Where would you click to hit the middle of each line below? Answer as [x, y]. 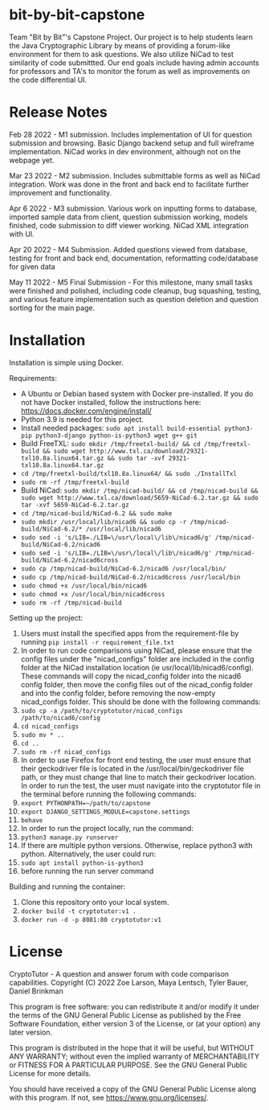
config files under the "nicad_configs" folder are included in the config [137, 659]
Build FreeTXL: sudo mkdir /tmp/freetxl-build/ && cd [110, 443]
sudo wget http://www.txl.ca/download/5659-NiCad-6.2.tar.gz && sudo [140, 498]
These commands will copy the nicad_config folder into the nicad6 [131, 676]
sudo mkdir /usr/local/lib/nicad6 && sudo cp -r [104, 522]
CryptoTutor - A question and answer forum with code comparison [119, 973]
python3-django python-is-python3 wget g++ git [116, 436]
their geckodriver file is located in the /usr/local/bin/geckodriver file [132, 768]
